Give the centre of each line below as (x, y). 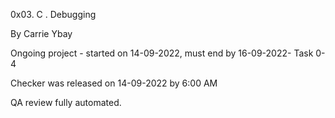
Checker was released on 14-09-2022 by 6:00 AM (114, 83)
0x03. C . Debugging (53, 14)
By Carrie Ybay (41, 33)
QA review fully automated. (66, 102)
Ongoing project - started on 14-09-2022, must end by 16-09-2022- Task (162, 53)
